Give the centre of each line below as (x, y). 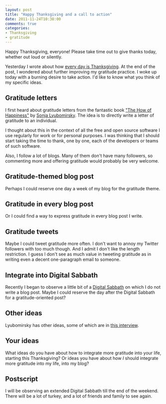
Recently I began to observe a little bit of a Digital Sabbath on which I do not (83, 287)
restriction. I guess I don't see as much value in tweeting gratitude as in (78, 254)
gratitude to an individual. (31, 120)
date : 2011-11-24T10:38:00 (33, 19)
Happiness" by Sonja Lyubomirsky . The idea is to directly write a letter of (80, 115)
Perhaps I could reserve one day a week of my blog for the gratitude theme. (83, 188)
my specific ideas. (24, 82)
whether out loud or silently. (34, 57)
